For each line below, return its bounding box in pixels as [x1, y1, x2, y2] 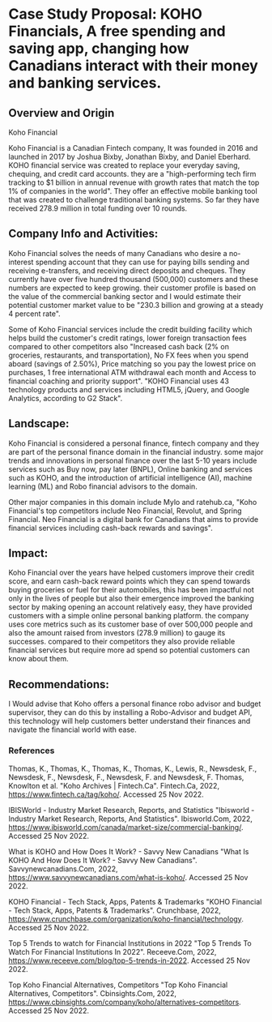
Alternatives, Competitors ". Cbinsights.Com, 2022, [8, 988, 176, 998]
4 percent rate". [8, 309, 61, 319]
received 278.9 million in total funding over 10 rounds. [8, 203, 188, 213]
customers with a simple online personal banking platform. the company [8, 611, 249, 621]
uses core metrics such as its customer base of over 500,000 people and [8, 619, 253, 629]
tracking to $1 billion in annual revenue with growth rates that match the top [8, 177, 260, 187]
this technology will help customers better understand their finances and [8, 716, 251, 726]
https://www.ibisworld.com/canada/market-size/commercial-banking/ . [8, 822, 244, 832]
